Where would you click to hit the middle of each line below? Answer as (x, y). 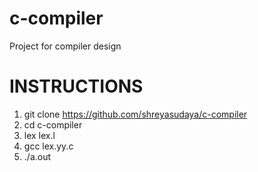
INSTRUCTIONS (76, 86)
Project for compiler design (65, 46)
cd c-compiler (53, 124)
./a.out (37, 156)
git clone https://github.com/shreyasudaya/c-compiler (135, 114)
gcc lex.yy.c (48, 146)
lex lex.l (39, 135)
